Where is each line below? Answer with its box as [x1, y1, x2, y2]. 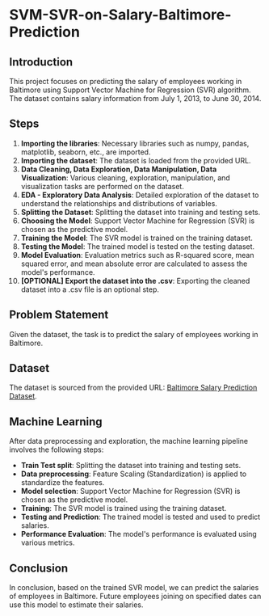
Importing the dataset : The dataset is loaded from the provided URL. [20, 155, 251, 165]
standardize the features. [20, 478, 105, 487]
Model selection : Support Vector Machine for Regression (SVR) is [20, 487, 241, 496]
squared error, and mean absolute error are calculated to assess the [20, 259, 248, 268]
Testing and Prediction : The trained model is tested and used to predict [20, 512, 261, 522]
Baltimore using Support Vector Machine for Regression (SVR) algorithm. [9, 85, 251, 95]
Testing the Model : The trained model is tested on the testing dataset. [20, 241, 255, 251]
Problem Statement [9, 308, 109, 322]
